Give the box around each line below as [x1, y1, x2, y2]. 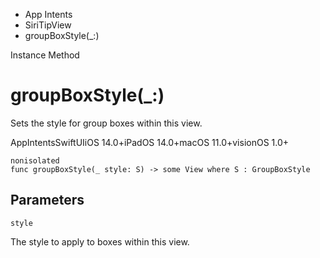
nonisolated [10, 155, 60, 166]
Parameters [10, 192, 85, 209]
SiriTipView [24, 19, 72, 31]
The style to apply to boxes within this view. [10, 235, 190, 248]
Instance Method [10, 49, 80, 61]
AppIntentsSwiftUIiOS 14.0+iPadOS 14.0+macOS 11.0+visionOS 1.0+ [10, 136, 290, 148]
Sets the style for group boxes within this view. [10, 117, 203, 129]
